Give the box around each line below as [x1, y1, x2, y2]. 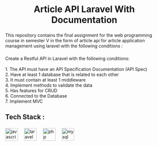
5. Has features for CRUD [5, 88, 58, 94]
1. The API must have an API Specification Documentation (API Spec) [5, 66, 147, 72]
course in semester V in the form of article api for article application [5, 38, 145, 44]
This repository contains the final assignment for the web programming [5, 32, 152, 38]
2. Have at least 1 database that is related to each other [5, 71, 119, 78]
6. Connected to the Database [5, 93, 67, 99]
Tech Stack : [5, 113, 45, 121]
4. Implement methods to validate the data [5, 82, 93, 89]
